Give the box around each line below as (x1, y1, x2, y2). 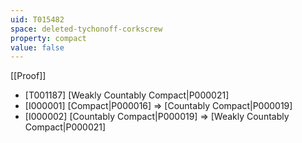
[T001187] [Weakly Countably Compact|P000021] (24, 89, 230, 101)
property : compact (10, 33, 87, 43)
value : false (10, 42, 65, 53)
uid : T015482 (10, 14, 65, 25)
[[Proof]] (10, 70, 47, 82)
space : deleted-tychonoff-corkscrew (10, 24, 163, 34)
